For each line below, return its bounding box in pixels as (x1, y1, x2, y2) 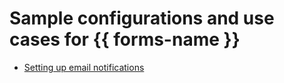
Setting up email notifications (23, 61, 145, 73)
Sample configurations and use (9, 7, 275, 30)
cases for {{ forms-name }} (9, 28, 241, 51)
